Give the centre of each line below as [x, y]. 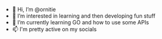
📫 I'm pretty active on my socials [54, 29]
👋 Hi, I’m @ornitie [34, 9]
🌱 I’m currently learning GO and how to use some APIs [80, 22]
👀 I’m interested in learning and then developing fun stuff [84, 16]
